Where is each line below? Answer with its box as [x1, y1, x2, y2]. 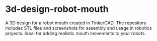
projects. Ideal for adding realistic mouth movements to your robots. [5, 30, 146, 36]
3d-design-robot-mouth [5, 3, 109, 15]
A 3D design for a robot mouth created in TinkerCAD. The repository [5, 20, 147, 26]
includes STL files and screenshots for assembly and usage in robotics [5, 25, 152, 31]
